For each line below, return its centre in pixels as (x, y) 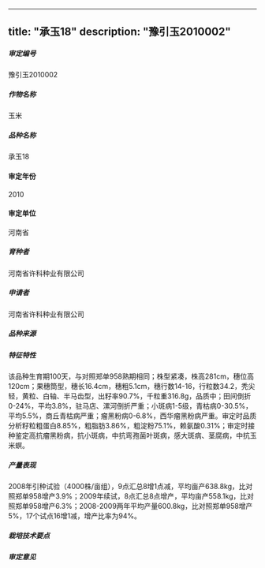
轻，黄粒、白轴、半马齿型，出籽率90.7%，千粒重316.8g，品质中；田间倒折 (130, 396)
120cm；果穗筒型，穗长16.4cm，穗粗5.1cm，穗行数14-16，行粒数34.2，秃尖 (132, 386)
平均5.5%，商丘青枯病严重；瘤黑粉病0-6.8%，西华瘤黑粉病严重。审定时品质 (132, 416)
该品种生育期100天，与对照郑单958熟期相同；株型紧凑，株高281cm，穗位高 (131, 376)
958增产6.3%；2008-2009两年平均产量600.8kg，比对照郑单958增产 (141, 506)
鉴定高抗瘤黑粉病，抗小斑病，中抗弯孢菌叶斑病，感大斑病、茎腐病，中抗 (132, 435)
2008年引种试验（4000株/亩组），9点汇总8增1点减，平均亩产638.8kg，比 (127, 486)
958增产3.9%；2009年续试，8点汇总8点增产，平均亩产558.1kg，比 (138, 496)
